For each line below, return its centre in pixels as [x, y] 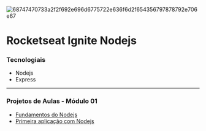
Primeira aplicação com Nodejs [55, 121]
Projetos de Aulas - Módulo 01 [52, 101]
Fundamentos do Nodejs [46, 114]
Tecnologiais [26, 60]
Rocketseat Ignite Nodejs [71, 41]
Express [25, 80]
